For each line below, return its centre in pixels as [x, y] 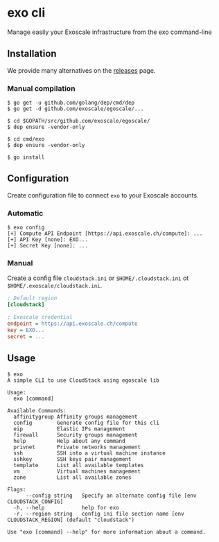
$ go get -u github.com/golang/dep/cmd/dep [71, 103]
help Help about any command [70, 441]
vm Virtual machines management [77, 471]
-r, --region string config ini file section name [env [99, 514]
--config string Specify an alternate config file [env [111, 496]
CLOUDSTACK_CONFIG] [35, 501]
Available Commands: [37, 410]
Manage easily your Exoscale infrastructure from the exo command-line [110, 32]
